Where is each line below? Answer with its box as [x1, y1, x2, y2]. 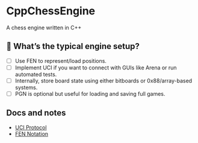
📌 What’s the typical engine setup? [6, 41, 140, 51]
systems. [14, 84, 38, 91]
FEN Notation [14, 130, 49, 137]
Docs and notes [6, 108, 66, 118]
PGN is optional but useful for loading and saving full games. [14, 90, 166, 97]
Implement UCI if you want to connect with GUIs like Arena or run [14, 64, 177, 71]
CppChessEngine [6, 4, 96, 18]
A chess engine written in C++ [6, 24, 82, 31]
